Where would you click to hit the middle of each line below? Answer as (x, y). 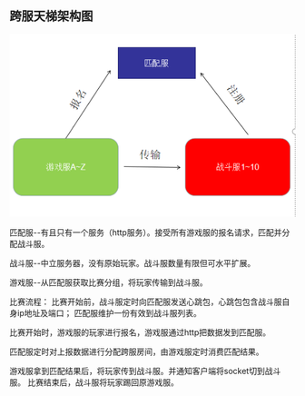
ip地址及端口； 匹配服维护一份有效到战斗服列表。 (109, 312)
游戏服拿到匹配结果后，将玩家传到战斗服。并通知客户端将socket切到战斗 (145, 371)
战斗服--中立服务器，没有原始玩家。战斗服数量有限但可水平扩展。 (133, 262)
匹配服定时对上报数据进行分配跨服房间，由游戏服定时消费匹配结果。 (137, 351)
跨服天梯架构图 (51, 16)
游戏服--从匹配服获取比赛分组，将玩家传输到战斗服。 (108, 282)
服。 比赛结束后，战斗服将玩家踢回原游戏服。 (94, 382)
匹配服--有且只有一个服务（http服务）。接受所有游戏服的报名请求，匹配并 (146, 232)
